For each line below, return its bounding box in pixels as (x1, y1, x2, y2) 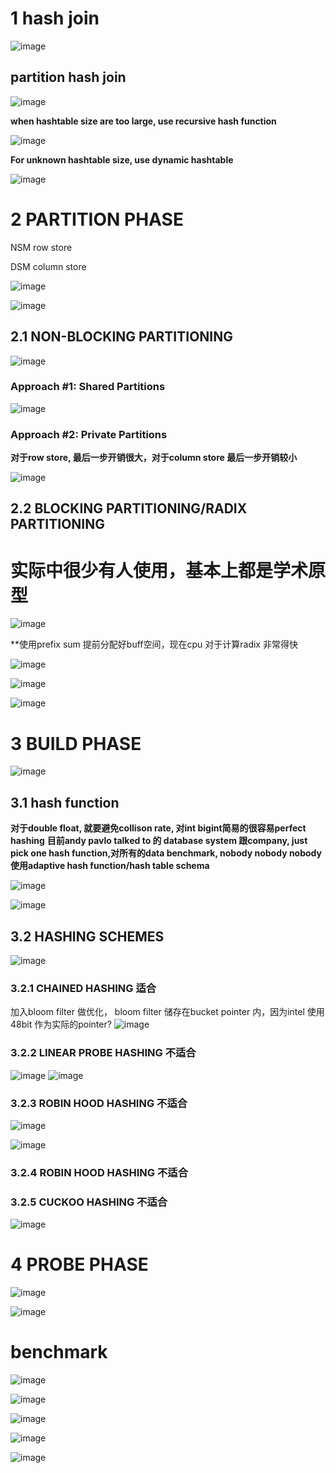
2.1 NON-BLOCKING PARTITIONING (10, 328, 234, 346)
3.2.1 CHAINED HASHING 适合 (10, 981, 157, 995)
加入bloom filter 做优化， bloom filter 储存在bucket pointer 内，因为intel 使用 (10, 1006, 325, 1018)
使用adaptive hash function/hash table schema (10, 860, 210, 872)
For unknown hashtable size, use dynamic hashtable (10, 153, 234, 166)
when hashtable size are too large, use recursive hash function (10, 115, 277, 127)
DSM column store (10, 260, 87, 272)
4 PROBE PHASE (10, 1253, 149, 1276)
